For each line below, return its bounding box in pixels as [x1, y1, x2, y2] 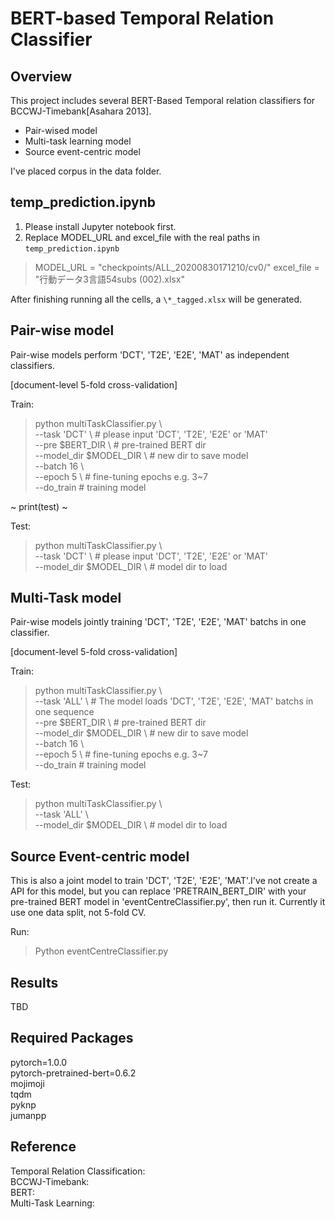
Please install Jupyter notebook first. [24, 220, 177, 232]
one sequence [34, 706, 95, 718]
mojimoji [10, 1077, 45, 1089]
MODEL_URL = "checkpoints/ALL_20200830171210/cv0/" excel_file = [34, 261, 320, 273]
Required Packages [10, 1030, 134, 1047]
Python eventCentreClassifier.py [34, 945, 169, 957]
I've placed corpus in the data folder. [10, 165, 162, 177]
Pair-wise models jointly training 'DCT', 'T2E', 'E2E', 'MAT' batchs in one [10, 616, 307, 628]
